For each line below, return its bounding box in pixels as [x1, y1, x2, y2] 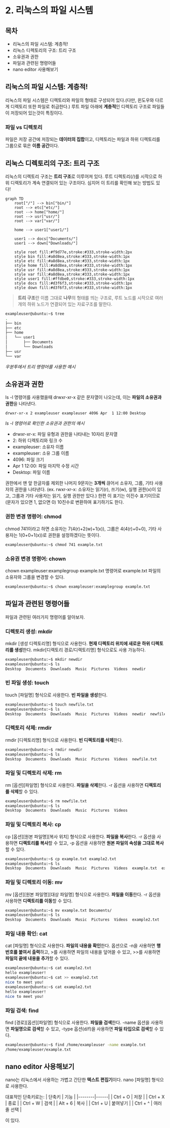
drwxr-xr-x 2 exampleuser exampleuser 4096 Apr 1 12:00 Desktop [5, 411, 146, 416]
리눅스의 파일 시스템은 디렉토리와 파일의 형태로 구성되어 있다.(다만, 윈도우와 [5, 97, 154, 103]
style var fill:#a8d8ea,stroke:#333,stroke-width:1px [14, 271, 130, 277]
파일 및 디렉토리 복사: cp [5, 821, 62, 828]
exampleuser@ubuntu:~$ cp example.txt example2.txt [5, 856, 116, 862]
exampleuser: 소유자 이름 [12, 444, 64, 450]
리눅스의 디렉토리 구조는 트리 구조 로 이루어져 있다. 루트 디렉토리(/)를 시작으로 [5, 173, 157, 179]
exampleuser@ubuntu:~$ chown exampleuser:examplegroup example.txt [5, 584, 151, 589]
